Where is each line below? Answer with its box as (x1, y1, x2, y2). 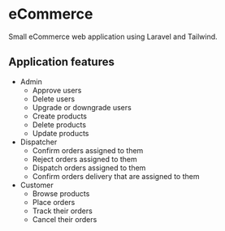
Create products (32, 111, 88, 121)
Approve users (32, 85, 82, 95)
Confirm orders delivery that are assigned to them (32, 171, 200, 181)
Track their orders (32, 206, 93, 216)
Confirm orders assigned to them (32, 145, 144, 155)
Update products (32, 128, 89, 138)
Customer (19, 180, 54, 190)
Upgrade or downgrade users (32, 102, 132, 112)
